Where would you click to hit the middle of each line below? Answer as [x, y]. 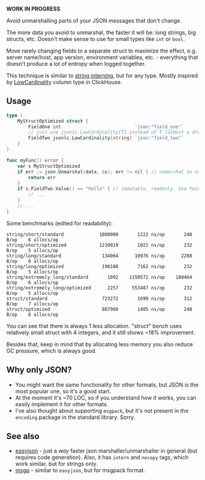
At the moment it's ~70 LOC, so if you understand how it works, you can [106, 398]
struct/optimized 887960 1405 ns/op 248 [99, 309]
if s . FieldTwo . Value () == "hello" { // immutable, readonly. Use [102, 189]
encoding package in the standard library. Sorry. [75, 417]
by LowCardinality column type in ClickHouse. [64, 82]
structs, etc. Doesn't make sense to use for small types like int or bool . [95, 39]
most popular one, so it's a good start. [63, 391]
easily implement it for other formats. [62, 404]
